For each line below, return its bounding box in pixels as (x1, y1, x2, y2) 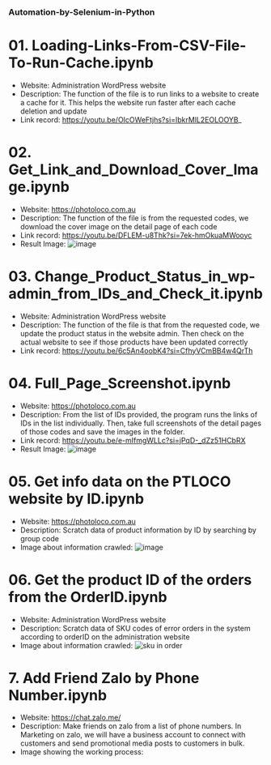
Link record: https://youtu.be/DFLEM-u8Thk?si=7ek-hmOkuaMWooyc (19, 230, 252, 240)
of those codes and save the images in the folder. (19, 426, 185, 436)
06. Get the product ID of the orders (8, 571, 252, 589)
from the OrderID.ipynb (8, 588, 167, 606)
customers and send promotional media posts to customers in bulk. (19, 738, 245, 748)
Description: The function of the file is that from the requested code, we (19, 319, 260, 330)
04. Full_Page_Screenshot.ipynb (8, 374, 231, 392)
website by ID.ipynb (8, 489, 144, 508)
